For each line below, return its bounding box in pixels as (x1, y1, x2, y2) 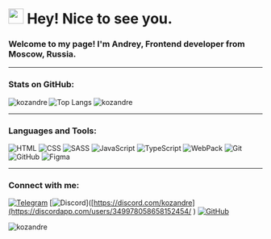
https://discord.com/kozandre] (93, 198, 195, 208)
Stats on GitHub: (8, 79, 75, 90)
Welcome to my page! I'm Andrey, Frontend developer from (8, 39, 246, 50)
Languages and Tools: (8, 125, 97, 136)
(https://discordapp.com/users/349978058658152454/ (8, 207, 192, 216)
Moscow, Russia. (8, 48, 77, 60)
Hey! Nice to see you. (27, 10, 173, 28)
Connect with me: (8, 180, 80, 191)
